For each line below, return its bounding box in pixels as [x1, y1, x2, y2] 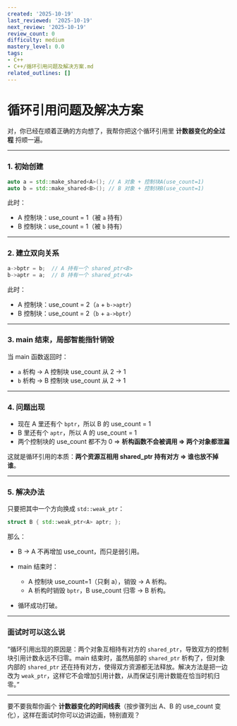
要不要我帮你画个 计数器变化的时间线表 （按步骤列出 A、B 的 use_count [7, 701, 214, 710]
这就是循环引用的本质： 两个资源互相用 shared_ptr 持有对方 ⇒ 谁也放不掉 [7, 452, 219, 461]
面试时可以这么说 [7, 627, 66, 637]
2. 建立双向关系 [7, 248, 60, 258]
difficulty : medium [7, 37, 65, 44]
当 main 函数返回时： [7, 352, 68, 361]
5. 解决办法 [7, 487, 45, 497]
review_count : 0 [7, 30, 55, 37]
